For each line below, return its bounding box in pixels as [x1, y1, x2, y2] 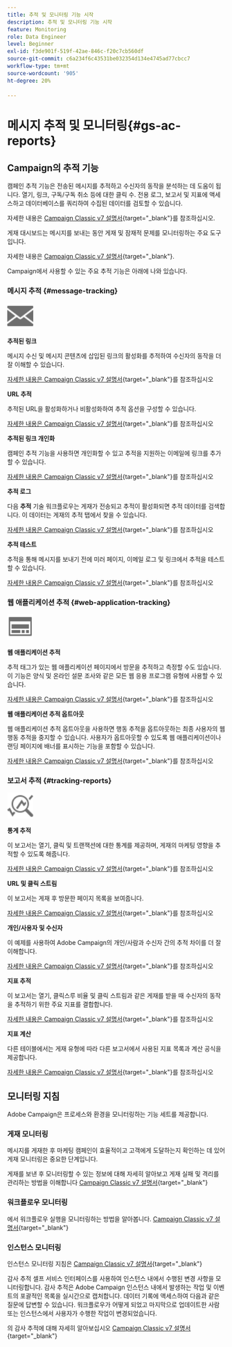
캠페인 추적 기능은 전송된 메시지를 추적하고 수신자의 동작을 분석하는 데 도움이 [7, 182, 215, 191]
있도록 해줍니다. [27, 850, 71, 858]
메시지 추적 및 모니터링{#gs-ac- [7, 118, 181, 134]
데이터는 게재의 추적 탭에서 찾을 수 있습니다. [28, 510, 148, 519]
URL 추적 [7, 389, 33, 398]
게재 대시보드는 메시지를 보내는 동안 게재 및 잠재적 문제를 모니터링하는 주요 [7, 229, 209, 237]
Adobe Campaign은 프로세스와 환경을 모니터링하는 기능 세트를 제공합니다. [7, 1110, 209, 1119]
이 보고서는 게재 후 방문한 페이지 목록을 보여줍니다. [7, 894, 144, 903]
